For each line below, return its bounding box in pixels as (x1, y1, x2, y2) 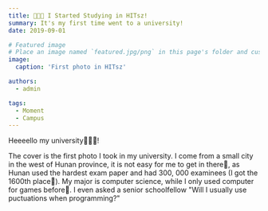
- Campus (15, 114, 45, 122)
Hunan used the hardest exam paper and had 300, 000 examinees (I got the (8, 168, 258, 178)
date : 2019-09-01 (8, 26, 66, 34)
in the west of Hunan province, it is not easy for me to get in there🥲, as (8, 160, 240, 170)
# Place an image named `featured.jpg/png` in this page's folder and (8, 49, 248, 57)
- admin (15, 84, 41, 92)
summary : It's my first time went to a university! (8, 19, 183, 27)
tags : (8, 99, 26, 107)
